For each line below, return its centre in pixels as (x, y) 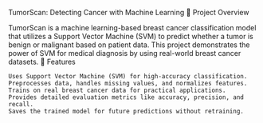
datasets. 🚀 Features (42, 61)
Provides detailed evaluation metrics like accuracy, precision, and (126, 97)
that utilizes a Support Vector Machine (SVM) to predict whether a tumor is (131, 36)
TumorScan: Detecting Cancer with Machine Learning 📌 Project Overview (129, 12)
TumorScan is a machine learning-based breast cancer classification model (132, 28)
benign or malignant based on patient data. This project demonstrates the (129, 45)
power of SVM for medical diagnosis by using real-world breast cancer (125, 53)
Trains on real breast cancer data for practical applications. (117, 90)
